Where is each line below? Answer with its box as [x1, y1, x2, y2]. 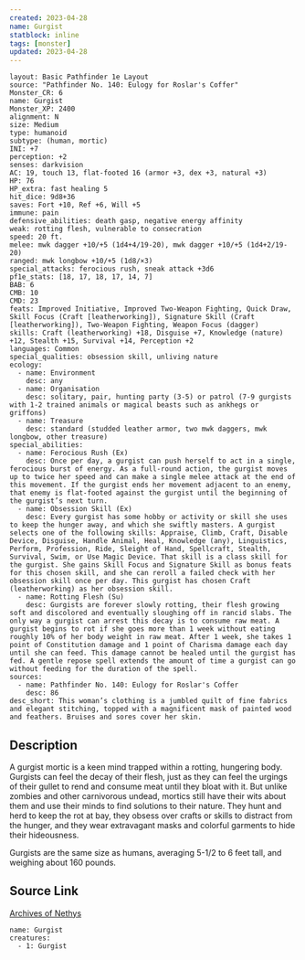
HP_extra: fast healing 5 [9, 185, 108, 194]
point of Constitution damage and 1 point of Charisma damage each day [9, 641, 288, 650]
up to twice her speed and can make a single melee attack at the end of [9, 473, 297, 482]
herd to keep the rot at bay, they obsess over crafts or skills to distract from [9, 810, 293, 821]
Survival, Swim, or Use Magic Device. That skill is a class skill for [9, 552, 288, 562]
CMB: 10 [9, 289, 39, 298]
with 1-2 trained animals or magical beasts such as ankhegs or [9, 400, 259, 410]
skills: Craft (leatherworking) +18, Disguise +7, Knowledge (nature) [9, 328, 284, 338]
